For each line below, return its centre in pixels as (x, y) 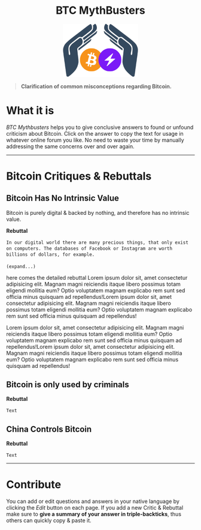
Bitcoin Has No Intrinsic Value (63, 198)
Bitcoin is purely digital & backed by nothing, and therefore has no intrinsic (98, 212)
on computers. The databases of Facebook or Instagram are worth (89, 248)
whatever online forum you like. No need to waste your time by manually (95, 140)
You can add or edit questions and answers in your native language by (93, 501)
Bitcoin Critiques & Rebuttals (79, 176)
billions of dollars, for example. (51, 254)
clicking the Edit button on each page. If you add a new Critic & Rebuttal (95, 508)
